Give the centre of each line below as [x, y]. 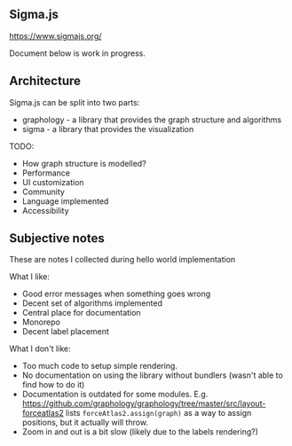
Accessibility [45, 210]
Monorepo [41, 322]
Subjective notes [57, 239]
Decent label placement [65, 332]
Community [43, 192]
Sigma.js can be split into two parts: [75, 102]
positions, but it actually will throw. [85, 423]
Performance [46, 173]
